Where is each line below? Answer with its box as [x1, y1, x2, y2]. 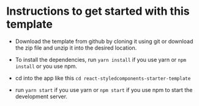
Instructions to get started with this [6, 4, 190, 18]
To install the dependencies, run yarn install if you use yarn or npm [15, 56, 187, 63]
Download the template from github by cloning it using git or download [15, 37, 193, 45]
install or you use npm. [15, 62, 78, 70]
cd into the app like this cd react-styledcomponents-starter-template [15, 74, 191, 81]
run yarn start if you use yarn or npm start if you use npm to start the [15, 86, 193, 93]
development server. [15, 93, 67, 100]
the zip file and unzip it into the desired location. [15, 44, 137, 51]
